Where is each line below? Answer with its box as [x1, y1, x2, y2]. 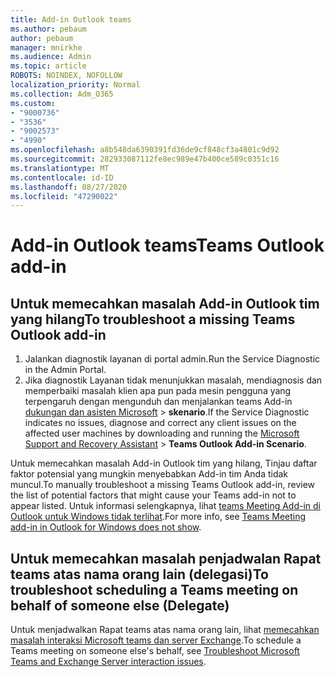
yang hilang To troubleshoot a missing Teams [10, 311, 296, 328]
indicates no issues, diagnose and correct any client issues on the [24, 417, 297, 429]
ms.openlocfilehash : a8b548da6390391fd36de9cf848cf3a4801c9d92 [10, 145, 280, 155]
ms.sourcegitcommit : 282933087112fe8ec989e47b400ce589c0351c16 [10, 154, 280, 164]
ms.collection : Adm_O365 [10, 89, 114, 99]
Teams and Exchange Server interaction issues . [10, 656, 207, 668]
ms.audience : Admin [10, 52, 92, 62]
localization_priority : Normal [10, 80, 141, 90]
